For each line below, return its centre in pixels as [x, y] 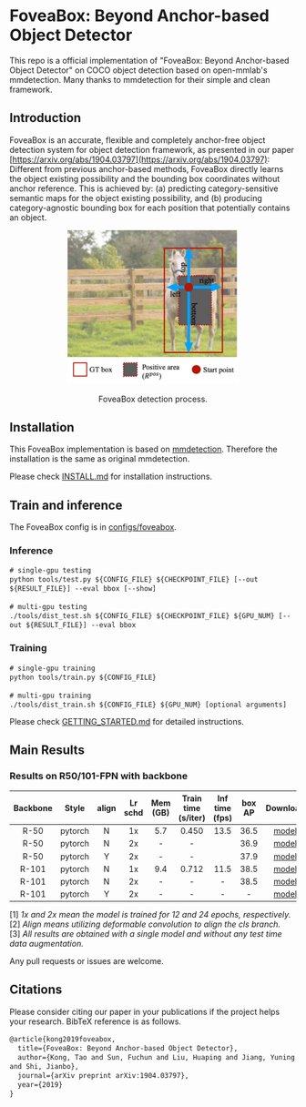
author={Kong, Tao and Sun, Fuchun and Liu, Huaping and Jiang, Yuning [157, 1057]
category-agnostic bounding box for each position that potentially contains [150, 208]
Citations [36, 990]
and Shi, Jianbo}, [44, 1066]
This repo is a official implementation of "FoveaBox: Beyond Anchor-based [149, 60]
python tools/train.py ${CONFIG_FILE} [83, 677]
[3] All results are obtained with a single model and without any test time [146, 933]
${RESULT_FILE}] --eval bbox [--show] [83, 589]
